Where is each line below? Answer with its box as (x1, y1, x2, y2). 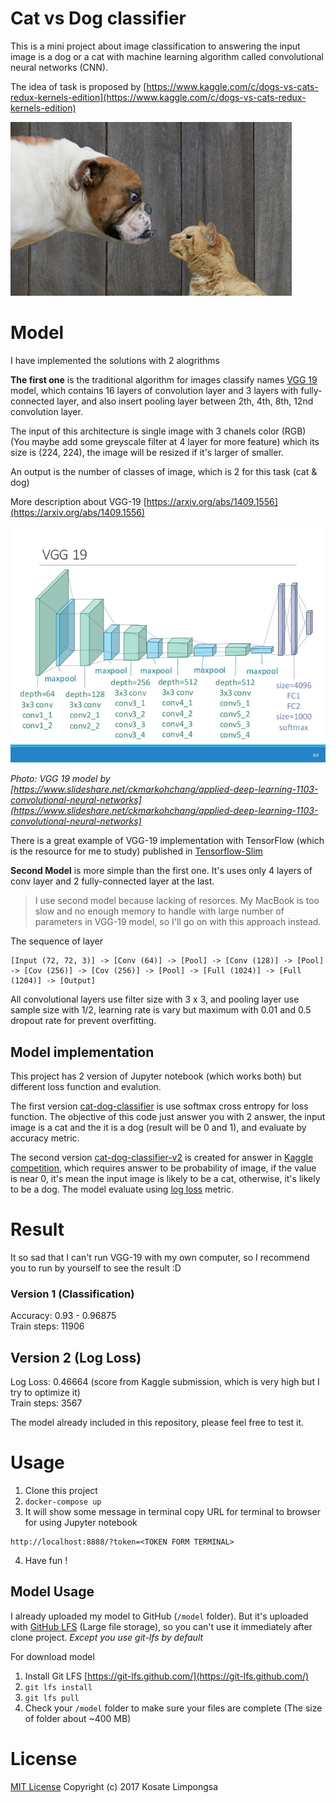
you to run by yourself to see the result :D (10, 1262, 182, 1274)
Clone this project (24, 1485, 98, 1497)
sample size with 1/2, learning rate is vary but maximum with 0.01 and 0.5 (10, 1004, 312, 1016)
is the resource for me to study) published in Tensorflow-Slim (10, 845, 263, 857)
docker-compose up (24, 1497, 102, 1507)
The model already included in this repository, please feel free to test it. (10, 1417, 305, 1429)
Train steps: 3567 (10, 1397, 83, 1409)
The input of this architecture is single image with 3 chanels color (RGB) (10, 425, 307, 437)
